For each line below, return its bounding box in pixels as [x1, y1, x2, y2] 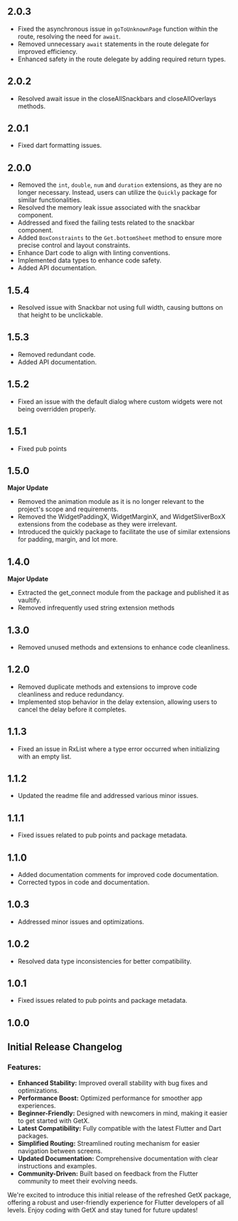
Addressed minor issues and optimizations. [17, 917, 144, 926]
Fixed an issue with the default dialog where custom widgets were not [17, 397, 223, 406]
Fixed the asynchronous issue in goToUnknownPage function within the [17, 24, 218, 33]
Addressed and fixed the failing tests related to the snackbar [17, 218, 195, 227]
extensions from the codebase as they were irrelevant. [17, 520, 178, 529]
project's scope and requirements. [17, 505, 119, 514]
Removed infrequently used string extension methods [17, 603, 175, 612]
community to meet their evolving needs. [17, 1176, 138, 1185]
